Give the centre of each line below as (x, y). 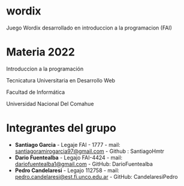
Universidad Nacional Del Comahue (50, 104)
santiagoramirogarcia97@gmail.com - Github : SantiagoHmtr (90, 151)
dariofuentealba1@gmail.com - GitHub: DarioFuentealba (84, 164)
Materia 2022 (40, 52)
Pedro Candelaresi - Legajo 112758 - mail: (67, 170)
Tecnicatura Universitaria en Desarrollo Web (61, 80)
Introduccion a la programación (45, 69)
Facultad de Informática (36, 92)
